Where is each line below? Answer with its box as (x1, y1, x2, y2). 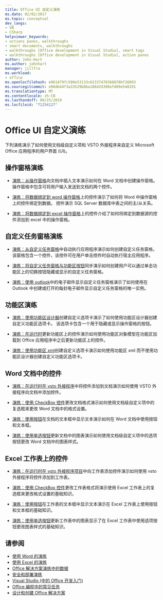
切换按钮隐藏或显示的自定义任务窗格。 (29, 269, 106, 275)
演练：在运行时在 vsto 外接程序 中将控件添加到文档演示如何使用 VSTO (12, 383, 151, 389)
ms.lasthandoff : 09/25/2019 (5, 98, 62, 103)
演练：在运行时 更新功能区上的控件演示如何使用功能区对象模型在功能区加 (12, 331, 157, 337)
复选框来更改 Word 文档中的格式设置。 (12, 406, 90, 412)
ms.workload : (5, 71, 32, 76)
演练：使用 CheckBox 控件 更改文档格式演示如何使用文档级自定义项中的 (12, 400, 155, 405)
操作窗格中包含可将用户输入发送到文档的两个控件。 (12, 183, 115, 189)
